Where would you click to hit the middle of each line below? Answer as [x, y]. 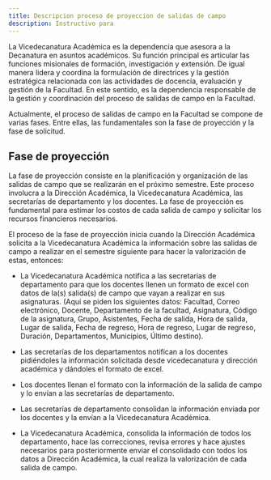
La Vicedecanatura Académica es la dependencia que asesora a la [119, 46]
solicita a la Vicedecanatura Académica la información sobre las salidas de [133, 243]
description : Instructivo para [61, 23]
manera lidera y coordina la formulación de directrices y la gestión [119, 72]
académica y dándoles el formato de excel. [92, 369]
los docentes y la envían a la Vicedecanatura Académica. [115, 418]
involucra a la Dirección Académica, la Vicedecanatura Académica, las [126, 193]
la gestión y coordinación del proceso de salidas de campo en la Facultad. [132, 98]
